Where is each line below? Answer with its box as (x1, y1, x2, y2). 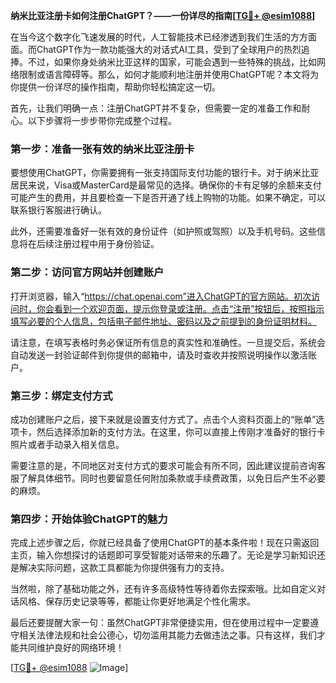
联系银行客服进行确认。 (10, 204, 107, 216)
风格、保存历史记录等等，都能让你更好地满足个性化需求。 (18, 595, 256, 608)
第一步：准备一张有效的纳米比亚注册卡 (10, 142, 195, 156)
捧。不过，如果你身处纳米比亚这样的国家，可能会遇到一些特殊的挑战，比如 (10, 56, 317, 68)
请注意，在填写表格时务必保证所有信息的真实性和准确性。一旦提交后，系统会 (10, 336, 326, 348)
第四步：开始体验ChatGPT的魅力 (10, 512, 168, 526)
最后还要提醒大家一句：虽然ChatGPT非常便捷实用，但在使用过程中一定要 (10, 617, 311, 629)
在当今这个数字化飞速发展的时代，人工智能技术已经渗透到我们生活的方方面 (10, 31, 317, 43)
